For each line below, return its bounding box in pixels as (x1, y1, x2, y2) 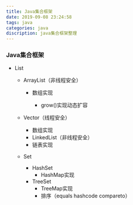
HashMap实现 (40, 172, 75, 179)
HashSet (32, 164, 53, 172)
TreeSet (32, 178, 52, 185)
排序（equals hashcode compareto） (40, 192, 131, 200)
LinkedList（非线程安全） (32, 134, 93, 141)
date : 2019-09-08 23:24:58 (6, 14, 72, 20)
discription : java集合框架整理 (6, 31, 77, 36)
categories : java (6, 25, 49, 31)
